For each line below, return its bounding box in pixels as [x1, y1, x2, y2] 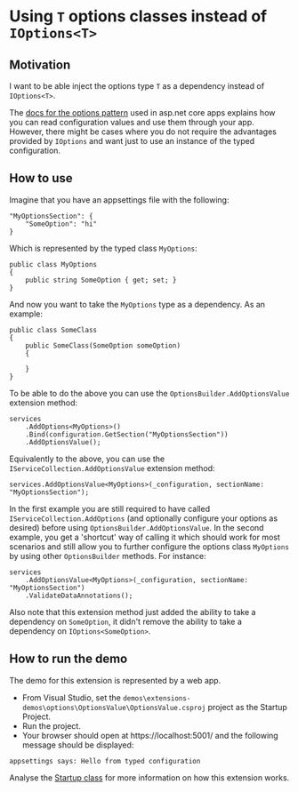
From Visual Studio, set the [21, 692, 122, 703]
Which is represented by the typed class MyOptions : [9, 243, 197, 253]
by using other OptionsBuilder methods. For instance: [9, 550, 206, 561]
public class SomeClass [9, 325, 98, 334]
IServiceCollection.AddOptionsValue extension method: [9, 462, 215, 473]
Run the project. [21, 720, 82, 731]
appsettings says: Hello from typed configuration [9, 756, 201, 765]
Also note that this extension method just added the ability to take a [9, 606, 256, 617]
